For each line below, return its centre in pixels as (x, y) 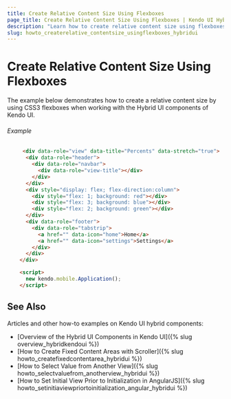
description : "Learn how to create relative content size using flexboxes (117, 26)
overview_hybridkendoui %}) (58, 344)
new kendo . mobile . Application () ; (73, 279)
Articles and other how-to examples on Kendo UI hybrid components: (106, 323)
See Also (26, 307)
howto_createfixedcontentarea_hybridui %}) (79, 358)
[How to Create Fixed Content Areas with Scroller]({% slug (100, 351)
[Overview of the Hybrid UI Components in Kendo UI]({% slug (104, 336)
